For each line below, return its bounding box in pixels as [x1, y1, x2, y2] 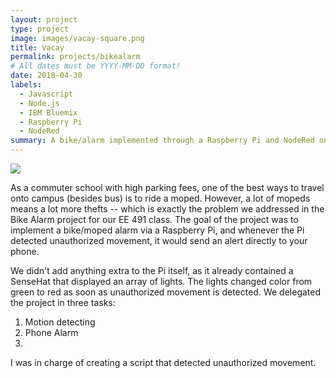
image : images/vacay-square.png [10, 33, 145, 43]
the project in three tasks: [10, 297, 116, 308]
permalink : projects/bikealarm [10, 52, 141, 62]
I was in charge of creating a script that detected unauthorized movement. [10, 357, 317, 368]
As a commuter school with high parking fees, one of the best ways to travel [10, 182, 325, 193]
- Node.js [19, 98, 60, 108]
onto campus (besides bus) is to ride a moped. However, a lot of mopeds [10, 192, 311, 204]
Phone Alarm [24, 327, 79, 338]
